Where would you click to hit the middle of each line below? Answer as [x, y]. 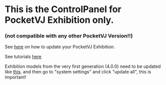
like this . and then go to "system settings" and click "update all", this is [78, 72]
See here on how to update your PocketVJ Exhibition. [60, 47]
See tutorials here [23, 57]
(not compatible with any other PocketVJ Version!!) [69, 36]
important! [15, 77]
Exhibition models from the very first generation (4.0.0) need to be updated [83, 66]
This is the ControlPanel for [63, 9]
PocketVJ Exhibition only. [59, 20]
